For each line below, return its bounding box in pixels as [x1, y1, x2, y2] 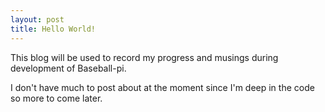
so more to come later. [10, 92, 103, 104]
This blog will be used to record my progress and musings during [10, 51, 279, 63]
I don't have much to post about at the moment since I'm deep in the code [10, 81, 315, 93]
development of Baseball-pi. [10, 62, 127, 74]
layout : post [10, 14, 65, 25]
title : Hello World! [10, 24, 97, 34]
